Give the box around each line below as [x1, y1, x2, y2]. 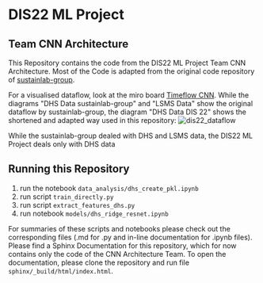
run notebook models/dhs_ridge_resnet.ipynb [19, 208, 169, 218]
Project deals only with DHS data [8, 140, 116, 148]
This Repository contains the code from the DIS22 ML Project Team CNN [8, 58, 246, 67]
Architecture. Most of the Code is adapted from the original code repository [8, 67, 255, 76]
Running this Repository [8, 163, 130, 176]
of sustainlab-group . [8, 75, 75, 84]
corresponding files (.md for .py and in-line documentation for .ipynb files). [8, 232, 253, 242]
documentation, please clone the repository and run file [8, 258, 190, 267]
